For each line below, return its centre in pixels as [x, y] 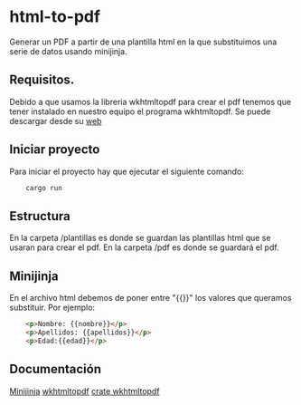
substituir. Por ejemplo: [52, 308]
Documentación [56, 369]
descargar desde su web [56, 121]
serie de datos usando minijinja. [69, 51]
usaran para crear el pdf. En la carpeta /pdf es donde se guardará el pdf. [144, 247]
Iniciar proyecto [55, 150]
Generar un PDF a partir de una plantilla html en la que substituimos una [143, 42]
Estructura [40, 216]
